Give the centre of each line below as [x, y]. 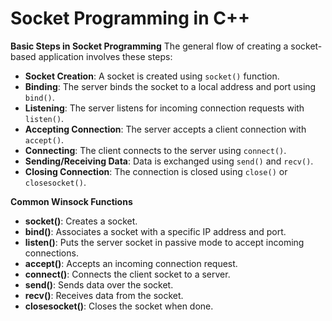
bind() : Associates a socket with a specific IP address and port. [155, 231]
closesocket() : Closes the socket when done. [119, 306]
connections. [51, 253]
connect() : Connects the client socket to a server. [127, 274]
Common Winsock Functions [71, 201]
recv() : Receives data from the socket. [104, 295]
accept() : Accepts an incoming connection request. [131, 263]
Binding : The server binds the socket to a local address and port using [170, 86]
